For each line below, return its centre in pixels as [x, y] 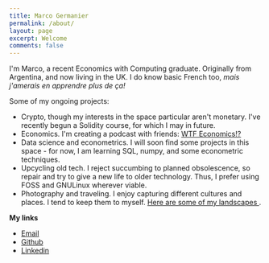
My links [24, 218]
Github [32, 242]
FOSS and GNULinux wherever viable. [84, 185]
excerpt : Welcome [38, 38]
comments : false [36, 46]
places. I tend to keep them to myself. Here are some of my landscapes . [141, 203]
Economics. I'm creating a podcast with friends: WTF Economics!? [131, 134]
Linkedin [35, 251]
